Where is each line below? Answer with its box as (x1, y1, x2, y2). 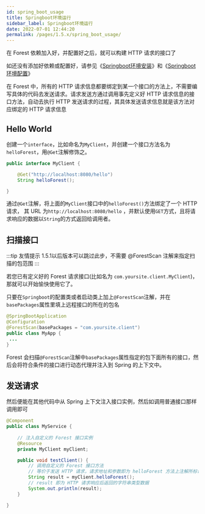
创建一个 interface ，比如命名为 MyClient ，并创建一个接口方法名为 (6, 140, 171, 148)
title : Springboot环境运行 (6, 15, 71, 21)
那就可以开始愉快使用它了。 (6, 280, 76, 288)
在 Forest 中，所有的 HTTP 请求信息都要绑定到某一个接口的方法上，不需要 (6, 83, 192, 90)
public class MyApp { (6, 330, 62, 336)
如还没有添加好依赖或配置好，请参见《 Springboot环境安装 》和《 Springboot (6, 62, 196, 70)
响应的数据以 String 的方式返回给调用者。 (11, 215, 114, 223)
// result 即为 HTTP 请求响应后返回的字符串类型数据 (28, 480, 149, 486)
